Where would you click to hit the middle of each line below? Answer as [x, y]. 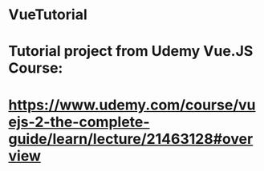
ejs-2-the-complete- [79, 122]
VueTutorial [48, 15]
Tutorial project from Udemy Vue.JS [131, 52]
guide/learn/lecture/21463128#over [131, 139]
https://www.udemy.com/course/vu [132, 105]
